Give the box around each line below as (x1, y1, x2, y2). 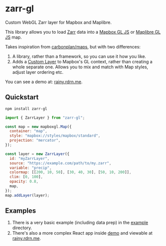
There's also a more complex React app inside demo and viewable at (12, 230, 153, 236)
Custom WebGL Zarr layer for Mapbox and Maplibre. (5, 19, 112, 25)
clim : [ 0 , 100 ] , (9, 174, 43, 180)
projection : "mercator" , (9, 138, 61, 143)
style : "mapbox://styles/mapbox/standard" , (9, 133, 100, 139)
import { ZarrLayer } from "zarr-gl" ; (5, 115, 85, 120)
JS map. (5, 34, 22, 40)
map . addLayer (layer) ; (5, 193, 50, 198)
